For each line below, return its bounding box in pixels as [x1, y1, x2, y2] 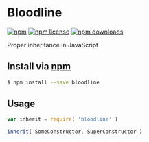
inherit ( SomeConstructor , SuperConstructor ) [7, 128, 143, 135]
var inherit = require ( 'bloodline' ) [7, 116, 118, 123]
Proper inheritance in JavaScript [7, 40, 98, 49]
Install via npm [7, 60, 71, 73]
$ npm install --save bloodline [7, 79, 100, 86]
